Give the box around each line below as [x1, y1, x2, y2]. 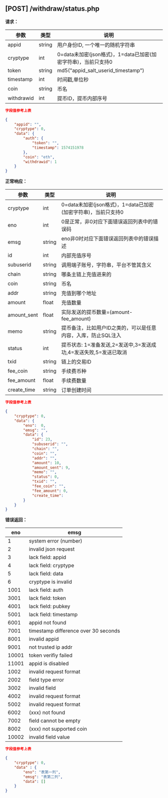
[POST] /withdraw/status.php [5, 5, 100, 13]
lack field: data [28, 570, 63, 577]
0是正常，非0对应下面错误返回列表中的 [61, 218, 153, 225]
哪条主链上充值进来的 [61, 271, 111, 278]
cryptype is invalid [28, 578, 72, 585]
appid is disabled [28, 660, 69, 667]
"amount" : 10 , [31, 460, 61, 465]
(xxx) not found [28, 709, 65, 716]
